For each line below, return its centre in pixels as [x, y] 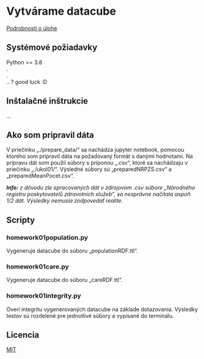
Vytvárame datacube [61, 11]
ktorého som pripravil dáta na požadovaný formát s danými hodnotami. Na [100, 156]
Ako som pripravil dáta [50, 135]
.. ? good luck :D [27, 81]
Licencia [23, 335]
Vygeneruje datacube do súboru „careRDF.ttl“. [64, 280]
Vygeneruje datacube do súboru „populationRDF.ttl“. [72, 251]
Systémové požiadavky [52, 47]
